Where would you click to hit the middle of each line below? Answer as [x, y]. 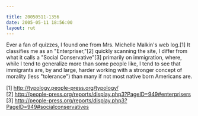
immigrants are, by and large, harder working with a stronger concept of [94, 70]
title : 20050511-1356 [33, 17]
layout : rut [21, 28]
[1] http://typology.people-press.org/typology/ [62, 88]
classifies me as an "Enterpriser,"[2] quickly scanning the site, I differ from [97, 51]
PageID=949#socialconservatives [47, 107]
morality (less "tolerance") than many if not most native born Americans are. [99, 76]
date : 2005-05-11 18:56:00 [39, 22]
